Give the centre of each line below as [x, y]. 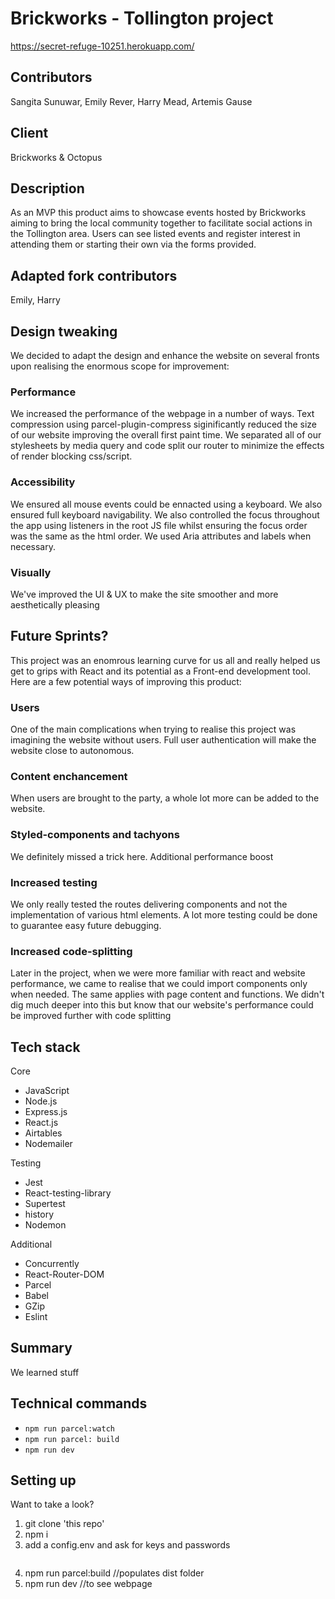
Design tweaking [64, 331]
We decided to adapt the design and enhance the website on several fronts [165, 355]
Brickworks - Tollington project [142, 18]
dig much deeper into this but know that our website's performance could [162, 1005]
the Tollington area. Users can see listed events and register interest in [155, 234]
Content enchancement [69, 776]
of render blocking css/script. [71, 456]
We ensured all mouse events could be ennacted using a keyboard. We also [166, 504]
